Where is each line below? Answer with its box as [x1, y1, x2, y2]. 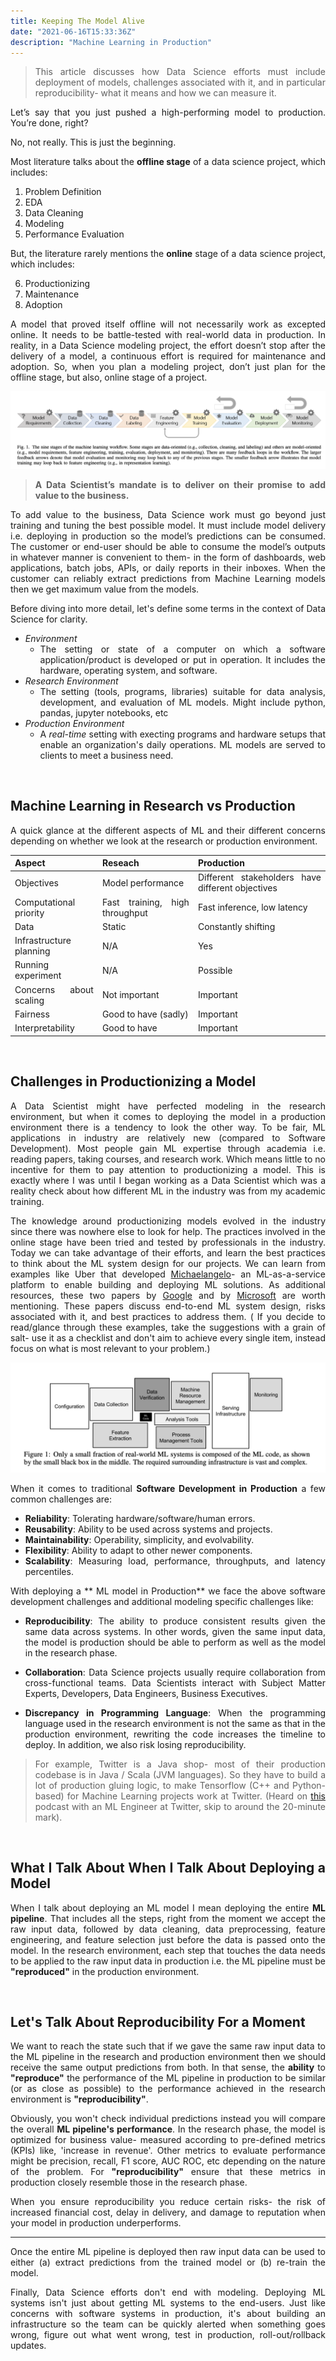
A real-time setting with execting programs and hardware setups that [39, 728, 326, 740]
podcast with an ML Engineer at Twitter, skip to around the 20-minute [34, 1800, 326, 1812]
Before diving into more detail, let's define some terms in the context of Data [10, 602, 326, 614]
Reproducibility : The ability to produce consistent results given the [24, 1615, 326, 1627]
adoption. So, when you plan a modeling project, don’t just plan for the [10, 361, 326, 373]
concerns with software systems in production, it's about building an [10, 2308, 326, 2320]
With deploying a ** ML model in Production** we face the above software [10, 1585, 326, 1597]
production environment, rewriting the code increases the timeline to [24, 1728, 326, 1740]
